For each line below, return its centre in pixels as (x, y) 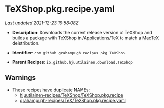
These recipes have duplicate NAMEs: (51, 90)
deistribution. (26, 43)
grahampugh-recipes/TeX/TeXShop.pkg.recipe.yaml (73, 100)
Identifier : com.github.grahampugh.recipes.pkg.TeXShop (68, 53)
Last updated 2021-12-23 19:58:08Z (42, 23)
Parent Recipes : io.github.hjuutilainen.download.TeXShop (73, 62)
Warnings (20, 78)
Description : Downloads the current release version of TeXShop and (82, 32)
